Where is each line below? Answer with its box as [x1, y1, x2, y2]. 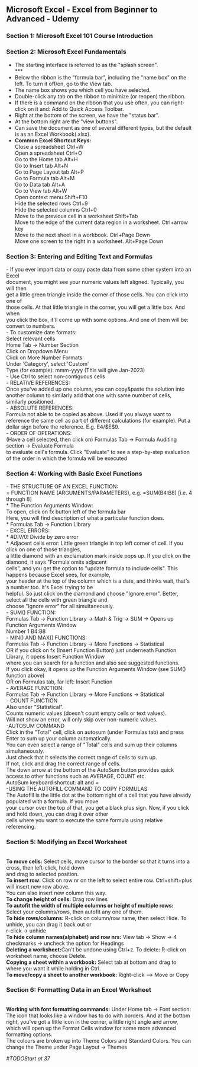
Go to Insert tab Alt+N [14, 162, 69, 169]
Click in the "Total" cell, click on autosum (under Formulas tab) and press [6, 729, 184, 736]
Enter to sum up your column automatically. [6, 735, 112, 742]
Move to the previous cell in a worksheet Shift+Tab [14, 212, 138, 219]
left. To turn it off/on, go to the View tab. [14, 80, 112, 87]
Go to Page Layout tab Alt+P [14, 168, 84, 175]
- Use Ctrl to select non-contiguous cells [6, 373, 105, 380]
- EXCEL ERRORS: [6, 527, 50, 534]
